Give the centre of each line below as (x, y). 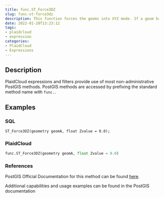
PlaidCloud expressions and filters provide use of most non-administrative (80, 82)
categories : (17, 41)
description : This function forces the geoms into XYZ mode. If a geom (79, 18)
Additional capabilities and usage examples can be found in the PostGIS (77, 186)
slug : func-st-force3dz (29, 14)
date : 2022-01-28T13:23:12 (32, 23)
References (19, 166)
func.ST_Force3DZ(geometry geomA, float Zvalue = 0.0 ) (62, 154)
